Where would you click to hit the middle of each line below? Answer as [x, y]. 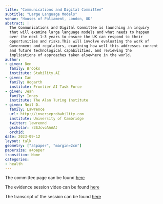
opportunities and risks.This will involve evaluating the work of [80, 41]
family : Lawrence [27, 110]
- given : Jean [20, 91]
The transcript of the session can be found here [53, 197]
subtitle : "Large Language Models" [41, 14]
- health [14, 164]
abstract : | [17, 23]
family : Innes [24, 96]
